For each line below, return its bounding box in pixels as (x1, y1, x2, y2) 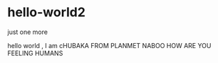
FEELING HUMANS (7, 49, 63, 57)
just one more (7, 28, 48, 36)
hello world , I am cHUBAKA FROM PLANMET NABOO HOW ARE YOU (7, 41, 212, 50)
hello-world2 (7, 4, 85, 21)
